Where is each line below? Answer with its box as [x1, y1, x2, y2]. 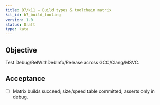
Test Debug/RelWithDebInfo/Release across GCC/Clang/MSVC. [5, 59, 140, 65]
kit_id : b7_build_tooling [5, 12, 61, 17]
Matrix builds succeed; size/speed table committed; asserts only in [12, 88, 155, 94]
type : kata [5, 27, 29, 32]
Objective [5, 46, 38, 55]
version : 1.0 [5, 17, 33, 22]
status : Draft [5, 22, 36, 27]
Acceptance [5, 74, 45, 83]
